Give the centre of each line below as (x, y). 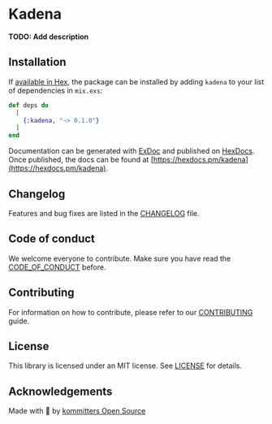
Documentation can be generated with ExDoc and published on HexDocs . (132, 151)
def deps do (28, 105)
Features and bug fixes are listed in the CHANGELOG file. (104, 213)
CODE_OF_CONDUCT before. (57, 267)
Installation (37, 62)
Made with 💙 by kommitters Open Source (77, 411)
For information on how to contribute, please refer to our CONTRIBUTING (131, 312)
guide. (19, 321)
